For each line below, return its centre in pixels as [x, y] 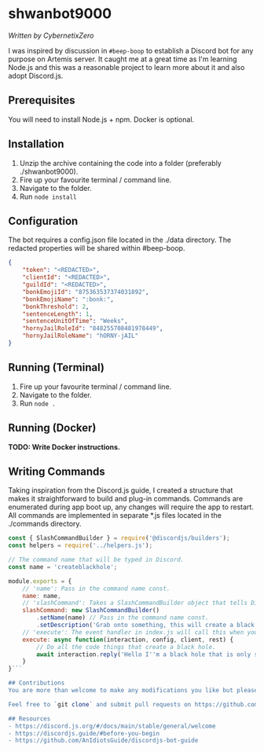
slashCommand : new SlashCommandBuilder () [91, 611]
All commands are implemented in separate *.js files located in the [115, 515]
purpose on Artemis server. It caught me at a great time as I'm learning [123, 59]
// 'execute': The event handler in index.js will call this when [133, 632]
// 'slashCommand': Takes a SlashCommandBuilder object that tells [135, 603]
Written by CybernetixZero [51, 35]
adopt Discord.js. [36, 75]
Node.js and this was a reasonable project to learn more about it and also [126, 67]
